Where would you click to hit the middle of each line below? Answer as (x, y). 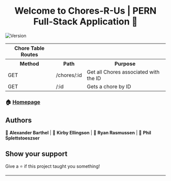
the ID (94, 78)
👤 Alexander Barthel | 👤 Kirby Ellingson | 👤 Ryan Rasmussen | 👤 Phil (78, 132)
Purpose (125, 63)
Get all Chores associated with (123, 72)
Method (29, 63)
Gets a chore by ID (109, 86)
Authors (19, 120)
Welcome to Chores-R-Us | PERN (85, 11)
